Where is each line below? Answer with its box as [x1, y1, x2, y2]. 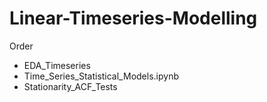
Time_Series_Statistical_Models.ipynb [23, 70, 179, 82]
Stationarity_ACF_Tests [23, 80, 118, 92]
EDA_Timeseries [23, 59, 91, 71]
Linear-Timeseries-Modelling [9, 7, 258, 30]
